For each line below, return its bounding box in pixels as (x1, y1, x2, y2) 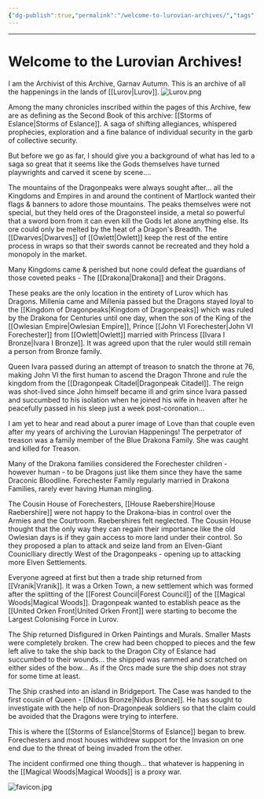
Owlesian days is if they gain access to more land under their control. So (8, 532, 243, 542)
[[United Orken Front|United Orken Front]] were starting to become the (8, 606, 237, 615)
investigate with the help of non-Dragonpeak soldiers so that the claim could (8, 703, 256, 713)
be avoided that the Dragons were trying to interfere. (8, 711, 179, 721)
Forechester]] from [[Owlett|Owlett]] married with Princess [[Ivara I (8, 330, 225, 339)
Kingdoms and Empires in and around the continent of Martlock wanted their (8, 191, 256, 200)
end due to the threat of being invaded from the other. (8, 743, 183, 753)
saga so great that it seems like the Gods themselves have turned (8, 159, 220, 169)
